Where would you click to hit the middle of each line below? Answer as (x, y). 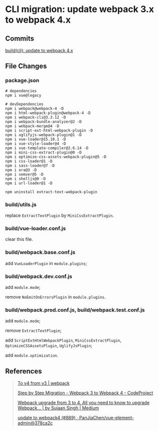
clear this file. (19, 239)
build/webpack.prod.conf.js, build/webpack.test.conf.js (75, 310)
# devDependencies (24, 104)
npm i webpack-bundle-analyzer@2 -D (43, 121)
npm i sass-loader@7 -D (30, 166)
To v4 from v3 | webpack (43, 383)
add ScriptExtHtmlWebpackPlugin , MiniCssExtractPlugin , (63, 340)
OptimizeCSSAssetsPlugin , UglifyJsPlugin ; (49, 346)
